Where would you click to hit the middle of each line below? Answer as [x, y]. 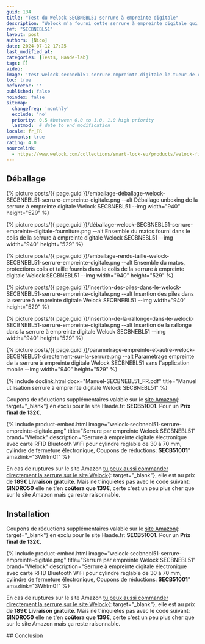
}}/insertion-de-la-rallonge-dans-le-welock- [138, 319]
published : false [28, 92]
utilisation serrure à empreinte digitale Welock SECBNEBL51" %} [87, 388]
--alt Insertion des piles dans [157, 294]
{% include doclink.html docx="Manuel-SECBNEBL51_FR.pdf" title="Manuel [102, 381]
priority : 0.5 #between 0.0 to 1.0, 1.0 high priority [83, 120]
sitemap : [17, 103]
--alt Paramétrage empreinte [158, 357]
